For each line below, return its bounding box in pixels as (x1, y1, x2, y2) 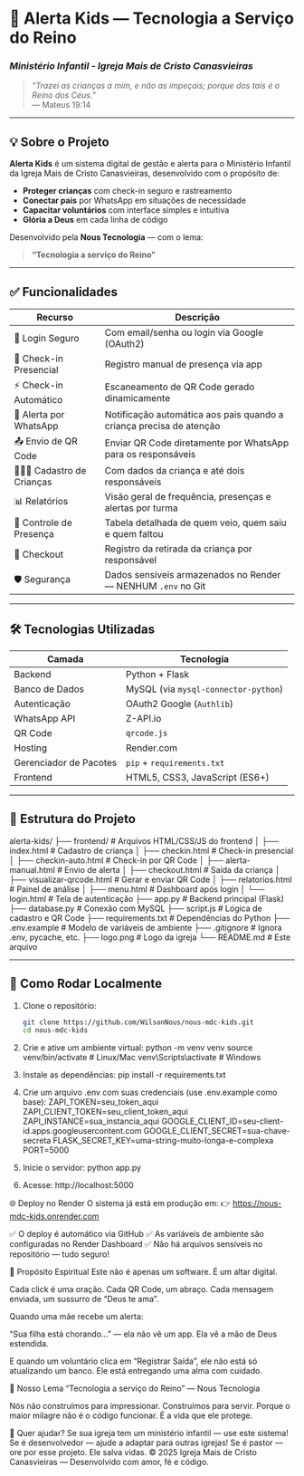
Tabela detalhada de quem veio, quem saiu (104, 516, 287, 529)
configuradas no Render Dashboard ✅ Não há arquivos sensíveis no (9, 1239, 263, 1250)
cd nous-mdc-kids (22, 1026, 89, 1035)
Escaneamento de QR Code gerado (104, 380, 255, 393)
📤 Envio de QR (14, 435, 79, 447)
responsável (104, 554, 157, 567)
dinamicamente (104, 391, 171, 404)
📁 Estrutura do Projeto (9, 811, 136, 827)
